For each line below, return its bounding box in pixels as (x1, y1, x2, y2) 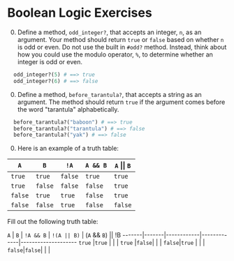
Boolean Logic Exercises (7, 5, 152, 21)
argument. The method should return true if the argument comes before (17, 98, 226, 106)
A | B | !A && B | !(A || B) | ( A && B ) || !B (7, 231, 121, 239)
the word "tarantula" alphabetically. (17, 105, 119, 113)
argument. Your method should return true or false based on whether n (17, 35, 224, 43)
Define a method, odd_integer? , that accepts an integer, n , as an (17, 28, 202, 36)
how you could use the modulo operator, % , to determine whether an (17, 50, 213, 59)
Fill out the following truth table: (7, 218, 98, 226)
